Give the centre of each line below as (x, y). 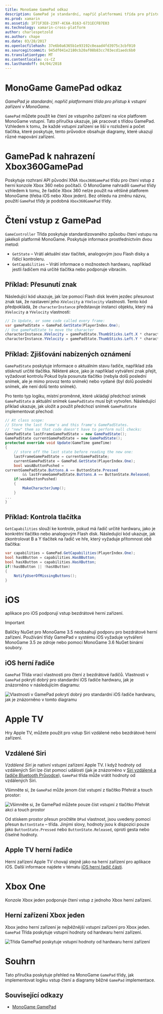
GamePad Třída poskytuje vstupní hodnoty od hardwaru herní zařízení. (73, 932)
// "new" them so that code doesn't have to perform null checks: (73, 429)
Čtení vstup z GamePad (53, 221)
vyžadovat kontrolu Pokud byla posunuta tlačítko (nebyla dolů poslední (76, 376)
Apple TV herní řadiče (39, 850)
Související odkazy (34, 995)
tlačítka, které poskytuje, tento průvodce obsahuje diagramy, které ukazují (79, 131)
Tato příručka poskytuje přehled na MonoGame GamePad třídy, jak (70, 975)
